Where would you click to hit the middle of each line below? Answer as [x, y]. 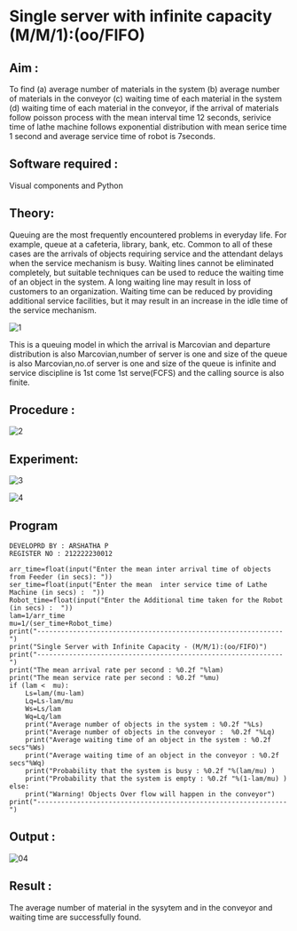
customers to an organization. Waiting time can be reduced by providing [141, 291]
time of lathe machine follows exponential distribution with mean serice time [148, 127]
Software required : [64, 164]
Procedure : [42, 410]
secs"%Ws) [27, 748]
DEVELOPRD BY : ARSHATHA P [59, 546]
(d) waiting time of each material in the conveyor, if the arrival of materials [144, 108]
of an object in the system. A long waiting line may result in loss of [130, 282]
